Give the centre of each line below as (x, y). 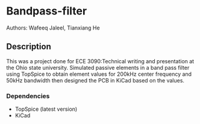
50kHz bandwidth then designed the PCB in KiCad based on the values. (95, 80)
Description (29, 47)
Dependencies (28, 96)
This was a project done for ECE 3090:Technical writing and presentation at (100, 61)
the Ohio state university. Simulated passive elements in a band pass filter (98, 67)
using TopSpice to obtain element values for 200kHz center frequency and (99, 74)
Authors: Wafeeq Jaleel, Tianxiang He (53, 28)
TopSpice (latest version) (46, 109)
